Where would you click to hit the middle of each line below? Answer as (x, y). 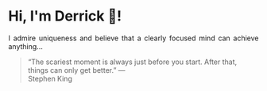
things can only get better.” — (76, 70)
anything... (26, 46)
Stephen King (50, 78)
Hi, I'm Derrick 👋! (65, 16)
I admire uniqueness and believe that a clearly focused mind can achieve (133, 38)
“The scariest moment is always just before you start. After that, (132, 62)
